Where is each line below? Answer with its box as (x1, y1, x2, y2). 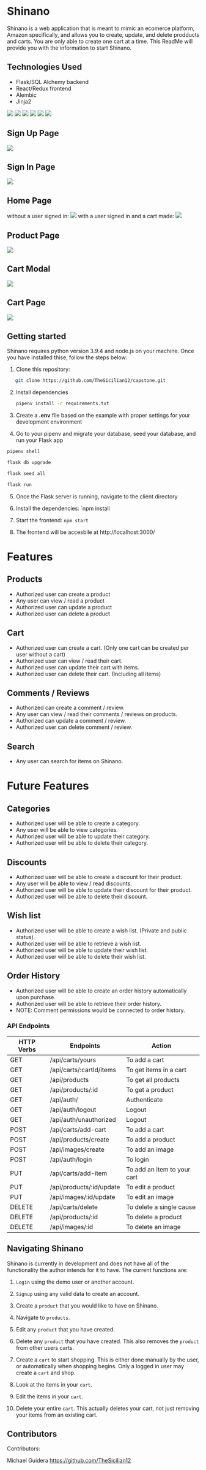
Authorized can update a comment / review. (15, 717, 127, 725)
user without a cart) (15, 650, 66, 658)
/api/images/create (50, 1145, 105, 1154)
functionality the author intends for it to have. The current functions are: (7, 1266, 188, 1273)
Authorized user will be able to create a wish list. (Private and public (15, 927, 187, 934)
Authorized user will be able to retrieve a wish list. (15, 940, 142, 947)
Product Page (7, 230, 60, 240)
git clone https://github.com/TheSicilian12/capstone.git (15, 378, 166, 384)
